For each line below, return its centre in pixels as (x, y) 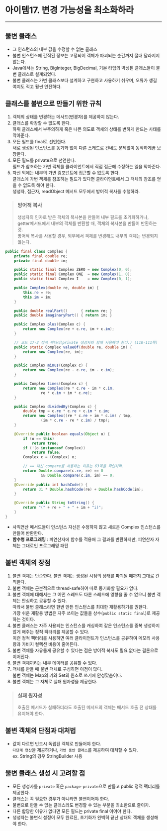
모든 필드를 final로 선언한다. (39, 141)
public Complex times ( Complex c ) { (51, 384)
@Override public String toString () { (54, 503)
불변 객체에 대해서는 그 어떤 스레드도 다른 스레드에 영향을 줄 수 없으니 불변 (84, 594)
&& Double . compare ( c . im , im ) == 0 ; (77, 475)
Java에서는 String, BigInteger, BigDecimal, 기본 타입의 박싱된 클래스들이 (83, 68)
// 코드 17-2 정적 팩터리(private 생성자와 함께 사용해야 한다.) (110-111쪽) (86, 342)
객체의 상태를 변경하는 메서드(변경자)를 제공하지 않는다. (66, 116)
